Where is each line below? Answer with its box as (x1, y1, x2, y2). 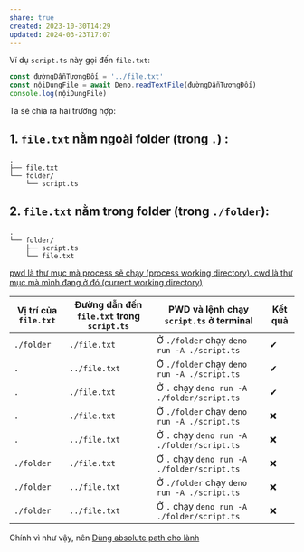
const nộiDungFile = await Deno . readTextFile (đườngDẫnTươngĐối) (9, 80, 257, 90)
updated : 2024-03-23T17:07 (9, 30, 111, 39)
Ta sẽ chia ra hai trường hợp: (9, 106, 116, 116)
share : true (9, 13, 54, 23)
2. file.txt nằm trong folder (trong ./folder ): (9, 204, 270, 220)
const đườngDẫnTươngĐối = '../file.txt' (9, 72, 165, 81)
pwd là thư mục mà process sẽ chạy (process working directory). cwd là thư (9, 267, 293, 278)
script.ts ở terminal (164, 313, 253, 326)
